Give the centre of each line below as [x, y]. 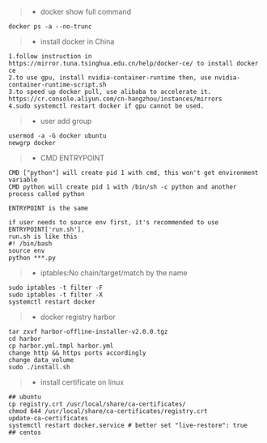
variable [23, 180]
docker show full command [86, 12]
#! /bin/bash [30, 244]
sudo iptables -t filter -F [56, 288]
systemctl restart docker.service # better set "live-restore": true [128, 425]
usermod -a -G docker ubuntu [57, 136]
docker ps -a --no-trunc [50, 27]
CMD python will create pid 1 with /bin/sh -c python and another [123, 187]
